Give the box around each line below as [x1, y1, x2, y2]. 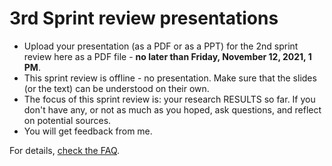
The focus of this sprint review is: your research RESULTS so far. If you [23, 93, 316, 105]
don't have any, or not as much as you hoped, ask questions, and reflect [23, 103, 322, 116]
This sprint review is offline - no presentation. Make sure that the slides [23, 72, 317, 84]
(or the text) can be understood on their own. [23, 82, 210, 94]
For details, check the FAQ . [9, 144, 121, 156]
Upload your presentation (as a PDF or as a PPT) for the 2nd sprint [23, 40, 299, 52]
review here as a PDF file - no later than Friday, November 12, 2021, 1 [23, 50, 312, 62]
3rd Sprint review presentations [9, 7, 279, 30]
